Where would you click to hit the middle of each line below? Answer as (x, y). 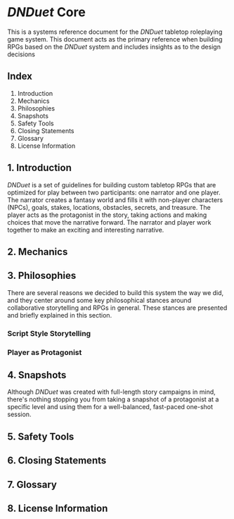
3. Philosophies (42, 276)
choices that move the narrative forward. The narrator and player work (109, 222)
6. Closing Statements (57, 461)
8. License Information (58, 508)
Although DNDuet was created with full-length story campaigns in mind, (111, 392)
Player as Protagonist (45, 352)
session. (19, 414)
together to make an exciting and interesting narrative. (86, 230)
